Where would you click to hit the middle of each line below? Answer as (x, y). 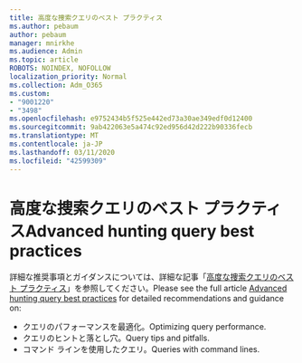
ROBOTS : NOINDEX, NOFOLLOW (60, 69)
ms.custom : (30, 93)
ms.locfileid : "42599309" (58, 161)
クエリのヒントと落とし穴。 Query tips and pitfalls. (116, 338)
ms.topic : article (44, 60)
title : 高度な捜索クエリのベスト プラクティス (86, 18)
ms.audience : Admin (46, 52)
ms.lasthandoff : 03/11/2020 (62, 152)
